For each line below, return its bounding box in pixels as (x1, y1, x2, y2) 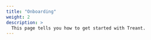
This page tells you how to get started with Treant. (11, 25, 146, 31)
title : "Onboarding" (6, 8, 57, 15)
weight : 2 (6, 14, 31, 20)
